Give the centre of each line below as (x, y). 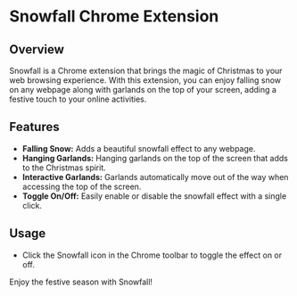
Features (34, 127)
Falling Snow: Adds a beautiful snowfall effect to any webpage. (139, 148)
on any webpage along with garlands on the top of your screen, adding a (143, 90)
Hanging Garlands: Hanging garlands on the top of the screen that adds (155, 158)
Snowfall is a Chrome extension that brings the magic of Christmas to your (146, 70)
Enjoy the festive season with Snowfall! (81, 282)
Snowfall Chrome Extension (114, 16)
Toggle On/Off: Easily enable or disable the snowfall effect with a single (154, 196)
